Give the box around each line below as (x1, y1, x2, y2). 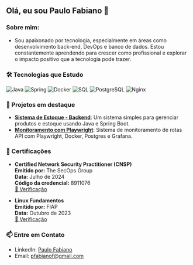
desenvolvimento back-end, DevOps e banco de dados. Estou (14, 43, 164, 50)
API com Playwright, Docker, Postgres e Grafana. (14, 132, 133, 140)
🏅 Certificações (6, 147, 51, 155)
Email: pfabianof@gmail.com (14, 252, 84, 259)
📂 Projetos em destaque (6, 100, 75, 108)
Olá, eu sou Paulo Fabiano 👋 (6, 6, 109, 16)
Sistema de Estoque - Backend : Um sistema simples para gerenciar (14, 114, 179, 121)
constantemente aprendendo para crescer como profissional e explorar (14, 49, 187, 56)
